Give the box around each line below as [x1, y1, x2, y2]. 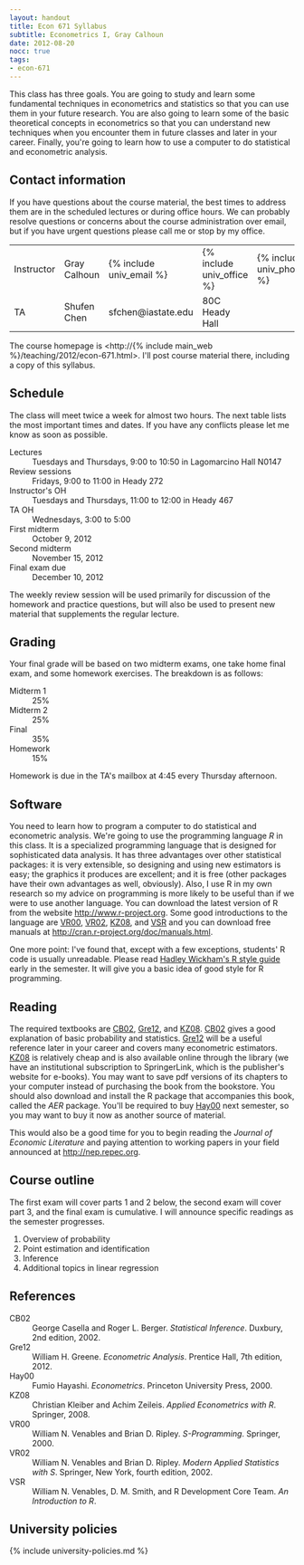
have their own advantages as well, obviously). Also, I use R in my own [9, 879, 273, 890]
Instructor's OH [9, 485, 67, 496]
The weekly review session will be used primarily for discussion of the [9, 589, 271, 600]
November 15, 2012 [32, 552, 104, 563]
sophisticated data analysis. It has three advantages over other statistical [9, 850, 282, 861]
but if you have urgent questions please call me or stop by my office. [9, 225, 265, 236]
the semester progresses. [9, 1216, 106, 1226]
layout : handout [9, 13, 71, 23]
